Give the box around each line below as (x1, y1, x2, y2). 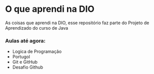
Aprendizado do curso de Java (5, 25, 69, 31)
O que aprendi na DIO (5, 3, 95, 15)
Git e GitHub (12, 59, 38, 65)
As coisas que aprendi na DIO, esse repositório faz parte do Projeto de (5, 20, 150, 26)
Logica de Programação (12, 48, 62, 55)
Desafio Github (12, 64, 43, 70)
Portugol (12, 54, 30, 60)
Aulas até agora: (5, 37, 46, 44)
